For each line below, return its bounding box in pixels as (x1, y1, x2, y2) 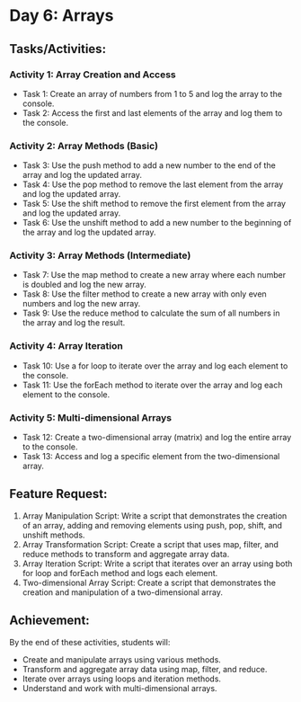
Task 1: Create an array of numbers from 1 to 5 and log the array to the (22, 88, 283, 99)
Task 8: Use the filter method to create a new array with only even (22, 289, 267, 299)
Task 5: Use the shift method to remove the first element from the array (22, 199, 286, 209)
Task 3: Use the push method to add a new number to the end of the (22, 160, 276, 171)
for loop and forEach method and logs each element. (22, 567, 218, 578)
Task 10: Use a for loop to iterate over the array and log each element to (22, 360, 288, 371)
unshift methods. (22, 529, 85, 540)
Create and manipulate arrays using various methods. (22, 653, 222, 665)
